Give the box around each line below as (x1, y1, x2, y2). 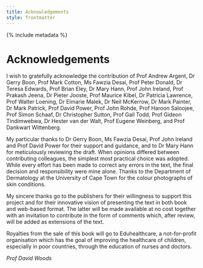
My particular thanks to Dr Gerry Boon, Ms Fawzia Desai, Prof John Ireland (6, 136, 193, 143)
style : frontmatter (6, 15, 56, 21)
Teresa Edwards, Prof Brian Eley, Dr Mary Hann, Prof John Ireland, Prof (6, 85, 184, 93)
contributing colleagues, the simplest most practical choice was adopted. (6, 155, 190, 162)
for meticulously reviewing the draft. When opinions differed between (6, 149, 180, 156)
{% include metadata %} (6, 31, 68, 38)
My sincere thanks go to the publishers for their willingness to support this (6, 192, 192, 200)
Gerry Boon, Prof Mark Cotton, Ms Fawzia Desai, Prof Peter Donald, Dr (6, 79, 183, 86)
